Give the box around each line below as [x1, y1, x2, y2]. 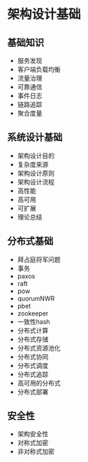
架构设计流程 [17, 177, 54, 186]
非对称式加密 [17, 447, 54, 456]
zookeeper [17, 309, 49, 318]
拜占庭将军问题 [17, 255, 61, 264]
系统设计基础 [7, 131, 63, 144]
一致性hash [17, 317, 50, 326]
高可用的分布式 [17, 379, 61, 387]
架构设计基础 [7, 6, 82, 22]
